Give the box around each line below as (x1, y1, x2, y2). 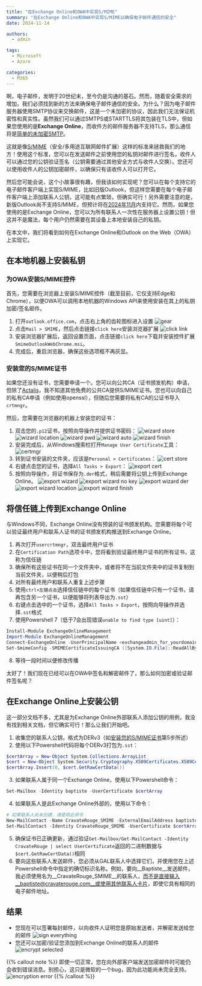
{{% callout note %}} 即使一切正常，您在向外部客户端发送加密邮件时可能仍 (6, 958, 191, 966)
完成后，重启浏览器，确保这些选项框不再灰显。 (14, 348, 131, 355)
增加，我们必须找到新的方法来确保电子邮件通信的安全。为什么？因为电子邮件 (6, 100, 196, 107)
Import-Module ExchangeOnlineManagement (6, 634, 109, 640)
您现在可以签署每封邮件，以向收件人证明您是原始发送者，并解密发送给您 (14, 924, 194, 931)
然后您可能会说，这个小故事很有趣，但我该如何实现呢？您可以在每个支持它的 (6, 178, 196, 186)
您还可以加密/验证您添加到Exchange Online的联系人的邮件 (14, 939, 159, 946)
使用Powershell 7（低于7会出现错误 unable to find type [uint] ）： (14, 616, 180, 623)
